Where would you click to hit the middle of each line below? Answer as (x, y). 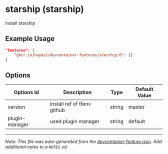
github (57, 110)
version (16, 107)
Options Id (26, 92)
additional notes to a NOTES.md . (37, 147)
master (136, 107)
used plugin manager (75, 121)
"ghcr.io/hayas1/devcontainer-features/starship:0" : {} (74, 55)
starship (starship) (44, 9)
